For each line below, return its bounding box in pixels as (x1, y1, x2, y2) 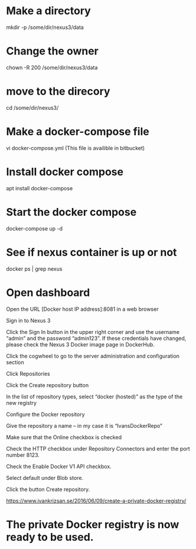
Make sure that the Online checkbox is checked (6, 433, 122, 441)
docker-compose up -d (6, 225, 63, 232)
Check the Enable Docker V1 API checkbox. (6, 463, 112, 470)
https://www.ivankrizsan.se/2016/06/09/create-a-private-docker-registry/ (6, 497, 187, 504)
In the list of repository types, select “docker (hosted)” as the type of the (6, 393, 183, 400)
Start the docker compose (6, 205, 137, 219)
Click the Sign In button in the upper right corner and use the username (6, 328, 180, 335)
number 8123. (6, 451, 40, 459)
